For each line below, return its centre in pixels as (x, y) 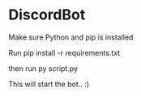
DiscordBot (47, 15)
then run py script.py (43, 68)
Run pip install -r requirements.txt (64, 52)
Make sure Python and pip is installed (71, 37)
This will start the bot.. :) (49, 84)
